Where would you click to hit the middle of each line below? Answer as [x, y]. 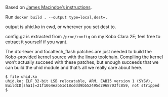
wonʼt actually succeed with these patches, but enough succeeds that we [82, 62]
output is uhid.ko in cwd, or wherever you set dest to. [61, 27]
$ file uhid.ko [21, 77]
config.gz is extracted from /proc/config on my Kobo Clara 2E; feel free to [83, 36]
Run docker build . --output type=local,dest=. [56, 17]
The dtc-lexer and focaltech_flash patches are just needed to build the [78, 52]
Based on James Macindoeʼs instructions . [49, 7]
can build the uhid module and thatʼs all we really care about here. [74, 68]
